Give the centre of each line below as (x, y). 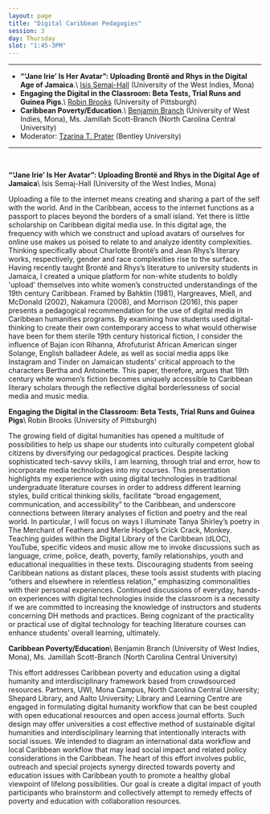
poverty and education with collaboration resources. (95, 801)
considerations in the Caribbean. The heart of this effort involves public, (127, 758)
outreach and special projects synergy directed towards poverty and (122, 767)
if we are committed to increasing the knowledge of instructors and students (135, 607)
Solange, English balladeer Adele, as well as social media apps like (119, 353)
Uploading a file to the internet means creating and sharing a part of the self (134, 199)
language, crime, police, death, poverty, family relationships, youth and (126, 556)
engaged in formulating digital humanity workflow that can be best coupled (133, 707)
